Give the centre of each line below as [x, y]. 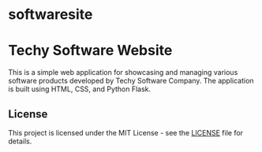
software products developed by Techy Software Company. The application [131, 81]
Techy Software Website [90, 51]
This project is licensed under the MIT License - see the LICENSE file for [125, 132]
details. [20, 141]
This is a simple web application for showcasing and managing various [123, 72]
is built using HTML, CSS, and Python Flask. [80, 89]
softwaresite [51, 15]
